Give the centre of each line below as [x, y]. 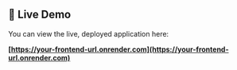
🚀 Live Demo [40, 15]
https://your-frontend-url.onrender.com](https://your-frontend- [120, 49]
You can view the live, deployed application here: [89, 33]
